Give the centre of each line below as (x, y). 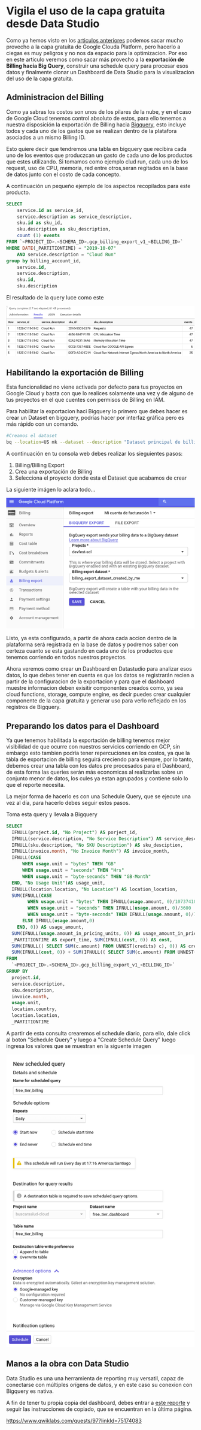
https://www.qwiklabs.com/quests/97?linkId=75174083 (74, 1420)
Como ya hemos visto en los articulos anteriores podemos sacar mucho (95, 40)
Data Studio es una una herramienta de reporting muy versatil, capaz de (95, 1378)
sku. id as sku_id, (40, 223)
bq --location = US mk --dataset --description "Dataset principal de (93, 442)
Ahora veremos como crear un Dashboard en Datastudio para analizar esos (99, 669)
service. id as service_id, (51, 210)
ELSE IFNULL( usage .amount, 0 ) (58, 921)
